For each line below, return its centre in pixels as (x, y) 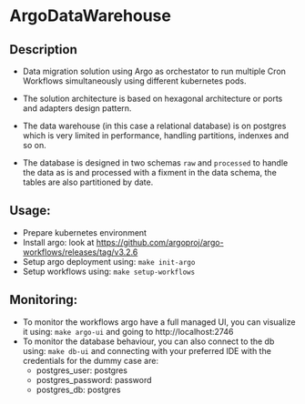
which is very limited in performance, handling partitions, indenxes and (156, 136)
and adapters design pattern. (77, 108)
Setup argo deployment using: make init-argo (109, 261)
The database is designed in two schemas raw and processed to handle (155, 163)
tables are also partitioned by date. (88, 182)
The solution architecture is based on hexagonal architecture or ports (152, 98)
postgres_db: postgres (78, 389)
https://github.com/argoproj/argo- (160, 242)
